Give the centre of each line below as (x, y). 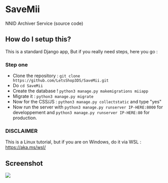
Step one (17, 64)
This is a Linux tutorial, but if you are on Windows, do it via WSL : (73, 142)
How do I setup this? (38, 39)
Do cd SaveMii (28, 86)
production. (25, 118)
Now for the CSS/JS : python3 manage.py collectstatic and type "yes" (87, 102)
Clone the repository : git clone (46, 76)
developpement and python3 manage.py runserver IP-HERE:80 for (81, 113)
